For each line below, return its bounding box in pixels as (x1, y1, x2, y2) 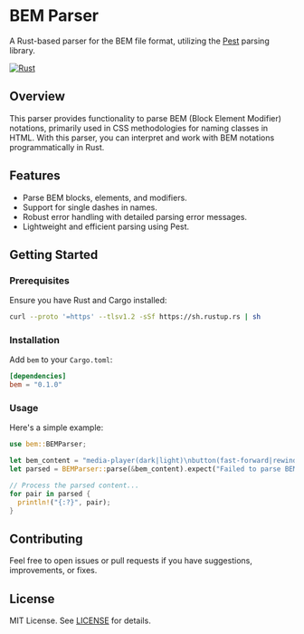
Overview (9, 89, 66, 104)
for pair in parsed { (9, 489, 91, 498)
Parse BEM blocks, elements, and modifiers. (22, 192, 187, 203)
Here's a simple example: (9, 422, 104, 433)
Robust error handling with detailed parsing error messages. (22, 211, 247, 222)
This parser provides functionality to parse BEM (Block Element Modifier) (9, 112, 282, 123)
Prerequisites (9, 274, 70, 286)
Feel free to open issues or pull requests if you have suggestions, (9, 555, 253, 566)
